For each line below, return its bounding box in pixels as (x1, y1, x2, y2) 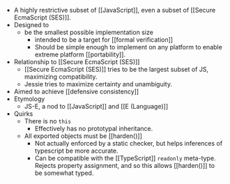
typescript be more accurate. (34, 146, 118, 155)
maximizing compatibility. (24, 72, 98, 81)
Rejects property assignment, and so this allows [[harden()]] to (34, 162, 215, 169)
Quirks (13, 109, 33, 118)
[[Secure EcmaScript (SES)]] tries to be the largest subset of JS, (24, 66, 209, 73)
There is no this (24, 117, 72, 125)
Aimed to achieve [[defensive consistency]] (13, 87, 139, 95)
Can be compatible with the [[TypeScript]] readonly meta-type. (34, 154, 216, 162)
